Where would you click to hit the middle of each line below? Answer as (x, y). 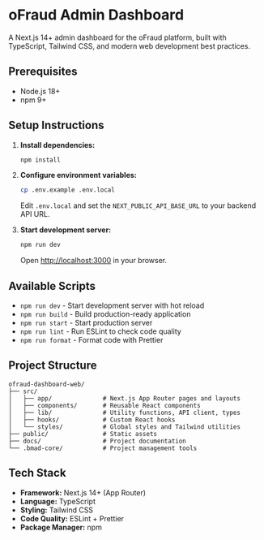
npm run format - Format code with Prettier (92, 340)
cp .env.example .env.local (67, 190)
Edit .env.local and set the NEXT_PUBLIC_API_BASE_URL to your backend (138, 205)
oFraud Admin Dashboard (96, 15)
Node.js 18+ (40, 91)
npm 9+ (33, 100)
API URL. (35, 214)
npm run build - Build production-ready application (105, 314)
